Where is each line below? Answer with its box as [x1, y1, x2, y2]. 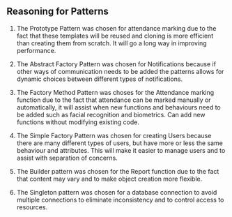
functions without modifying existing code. [16, 118, 140, 126]
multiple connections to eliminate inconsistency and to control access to [16, 195, 224, 204]
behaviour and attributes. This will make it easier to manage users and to [16, 146, 226, 154]
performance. [16, 46, 56, 54]
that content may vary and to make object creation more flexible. [16, 174, 203, 183]
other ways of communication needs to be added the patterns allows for [16, 67, 224, 75]
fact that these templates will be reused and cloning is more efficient [16, 31, 214, 40]
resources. [16, 202, 48, 211]
